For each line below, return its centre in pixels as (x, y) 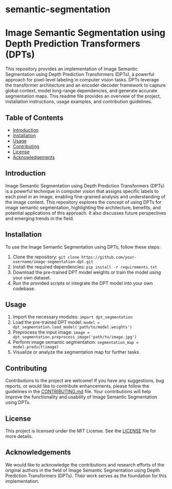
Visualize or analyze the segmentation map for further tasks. (77, 352)
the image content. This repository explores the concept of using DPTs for (83, 202)
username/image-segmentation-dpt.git (53, 262)
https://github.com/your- (109, 257)
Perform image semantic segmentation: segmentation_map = (76, 342)
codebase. (24, 289)
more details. (19, 436)
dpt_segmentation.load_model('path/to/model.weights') (72, 327)
